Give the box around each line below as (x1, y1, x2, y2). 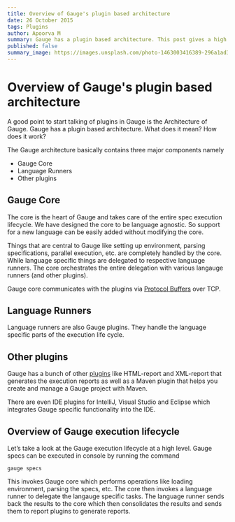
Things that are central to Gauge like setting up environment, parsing (7, 241, 206, 249)
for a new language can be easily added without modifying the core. (7, 228, 204, 236)
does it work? (7, 132, 47, 140)
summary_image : (7, 50, 52, 57)
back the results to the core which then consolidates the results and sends (7, 500, 222, 508)
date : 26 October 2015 (7, 17, 73, 24)
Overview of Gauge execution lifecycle (7, 426, 180, 437)
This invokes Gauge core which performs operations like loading (7, 477, 194, 486)
